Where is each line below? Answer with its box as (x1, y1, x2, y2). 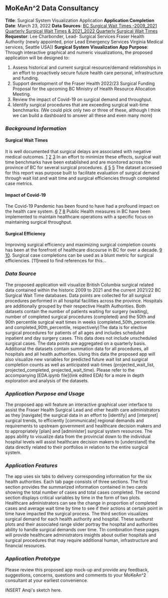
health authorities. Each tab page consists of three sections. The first (5, 479, 148, 485)
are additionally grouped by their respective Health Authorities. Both (5, 303, 146, 309)
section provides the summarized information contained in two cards (5, 484, 147, 490)
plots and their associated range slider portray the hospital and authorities (5, 521, 158, 527)
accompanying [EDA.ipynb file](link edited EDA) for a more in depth (5, 372, 144, 378)
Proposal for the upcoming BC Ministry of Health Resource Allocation (12, 85, 156, 92)
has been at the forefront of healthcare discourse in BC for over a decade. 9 (5, 247, 162, 253)
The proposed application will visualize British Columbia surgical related (5, 281, 154, 287)
